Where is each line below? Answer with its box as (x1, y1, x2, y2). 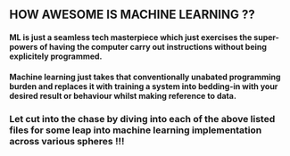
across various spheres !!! (9, 135, 125, 147)
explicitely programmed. (9, 51, 103, 62)
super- (253, 31, 279, 43)
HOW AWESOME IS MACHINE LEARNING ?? (9, 7, 256, 22)
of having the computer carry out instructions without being (39, 41, 268, 52)
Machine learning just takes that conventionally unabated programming (9, 71, 281, 82)
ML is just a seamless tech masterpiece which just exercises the (9, 31, 253, 43)
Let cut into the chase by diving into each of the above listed (9, 112, 276, 125)
